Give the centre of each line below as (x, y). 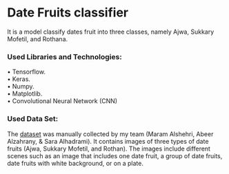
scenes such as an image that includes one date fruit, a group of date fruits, (115, 155)
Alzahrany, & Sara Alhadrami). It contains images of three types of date (108, 141)
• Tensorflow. (27, 72)
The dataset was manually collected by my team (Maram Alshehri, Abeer (110, 134)
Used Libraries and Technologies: (64, 56)
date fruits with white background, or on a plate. (75, 163)
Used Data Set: (33, 119)
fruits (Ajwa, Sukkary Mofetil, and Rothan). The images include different (109, 149)
